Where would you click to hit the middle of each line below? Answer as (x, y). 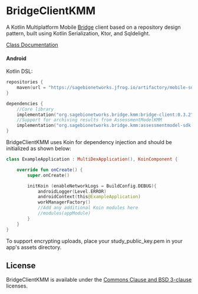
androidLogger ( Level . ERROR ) (72, 191)
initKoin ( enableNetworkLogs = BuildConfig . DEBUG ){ (92, 186)
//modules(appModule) (64, 213)
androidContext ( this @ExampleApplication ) (89, 197)
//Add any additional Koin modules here (88, 208)
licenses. (17, 286)
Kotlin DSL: (19, 71)
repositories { (25, 82)
